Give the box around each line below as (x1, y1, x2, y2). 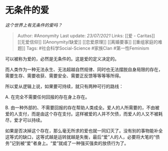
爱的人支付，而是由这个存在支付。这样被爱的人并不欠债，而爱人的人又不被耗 (5, 110, 163, 116)
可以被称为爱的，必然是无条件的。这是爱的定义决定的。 (5, 55, 119, 61)
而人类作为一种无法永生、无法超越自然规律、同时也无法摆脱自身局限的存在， (5, 66, 163, 72)
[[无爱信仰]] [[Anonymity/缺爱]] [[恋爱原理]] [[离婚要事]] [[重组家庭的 (17, 38, 158, 45)
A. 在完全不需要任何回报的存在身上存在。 (5, 93, 90, 100)
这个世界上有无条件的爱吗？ (5, 22, 62, 28)
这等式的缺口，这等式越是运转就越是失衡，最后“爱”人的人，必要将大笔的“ (5, 133, 156, 140)
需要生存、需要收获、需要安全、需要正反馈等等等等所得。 (5, 72, 123, 78)
